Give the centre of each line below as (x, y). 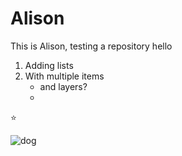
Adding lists (49, 65)
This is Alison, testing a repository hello (91, 46)
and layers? (63, 86)
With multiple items (64, 76)
